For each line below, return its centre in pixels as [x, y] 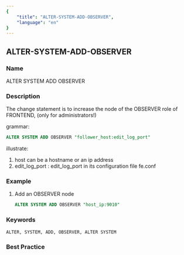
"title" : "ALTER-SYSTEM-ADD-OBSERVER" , [65, 17]
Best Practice [25, 247]
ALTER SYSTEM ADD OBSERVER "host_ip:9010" [67, 205]
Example [19, 181]
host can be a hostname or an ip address [64, 160]
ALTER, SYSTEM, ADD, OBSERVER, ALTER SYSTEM [61, 232]
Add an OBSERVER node [44, 194]
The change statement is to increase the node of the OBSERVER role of [92, 109]
